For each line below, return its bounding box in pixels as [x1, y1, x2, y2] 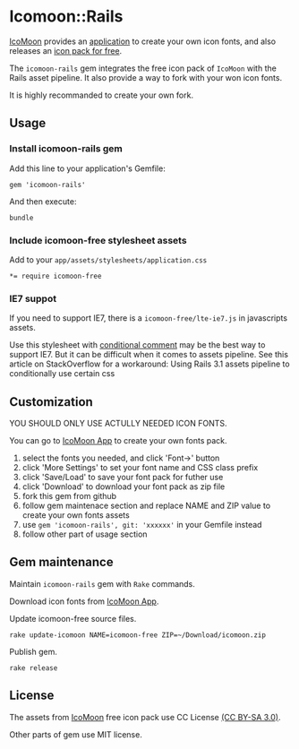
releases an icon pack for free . [9, 45, 123, 56]
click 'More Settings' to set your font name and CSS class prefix [21, 462, 259, 473]
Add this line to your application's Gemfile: [9, 163, 166, 174]
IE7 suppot [9, 292, 56, 305]
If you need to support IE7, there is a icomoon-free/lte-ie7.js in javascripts [9, 313, 288, 323]
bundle [9, 213, 34, 222]
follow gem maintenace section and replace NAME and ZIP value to [21, 500, 271, 512]
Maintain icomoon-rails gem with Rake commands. [9, 578, 195, 589]
